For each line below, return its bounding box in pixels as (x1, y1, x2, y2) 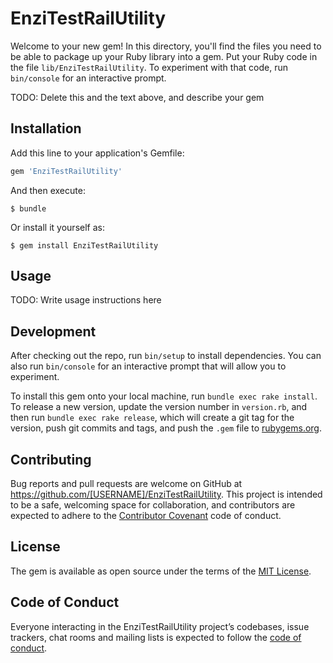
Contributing (10, 451, 92, 468)
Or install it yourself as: (10, 221, 105, 233)
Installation (10, 120, 82, 137)
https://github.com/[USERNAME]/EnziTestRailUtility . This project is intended (10, 488, 323, 501)
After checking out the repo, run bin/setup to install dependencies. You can (10, 350, 322, 362)
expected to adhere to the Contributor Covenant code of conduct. (10, 510, 282, 522)
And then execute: (10, 184, 86, 196)
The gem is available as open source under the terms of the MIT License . (10, 565, 312, 577)
